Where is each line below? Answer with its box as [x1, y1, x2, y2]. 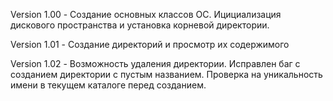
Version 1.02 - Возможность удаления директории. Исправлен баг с [10, 58, 301, 69]
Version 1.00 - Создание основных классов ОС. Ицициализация [10, 9, 282, 20]
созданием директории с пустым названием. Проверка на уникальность [10, 69, 323, 80]
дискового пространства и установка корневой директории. [10, 19, 270, 31]
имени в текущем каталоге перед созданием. [10, 79, 207, 91]
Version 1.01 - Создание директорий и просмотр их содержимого [10, 39, 290, 50]
